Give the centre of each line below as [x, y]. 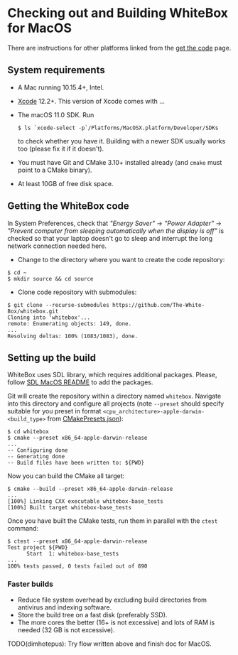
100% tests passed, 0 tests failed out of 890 [77, 566]
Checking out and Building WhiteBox [118, 13]
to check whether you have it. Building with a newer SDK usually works [121, 141]
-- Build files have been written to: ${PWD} [76, 463]
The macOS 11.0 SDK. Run [56, 114]
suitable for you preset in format [54, 411]
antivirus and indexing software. [65, 607]
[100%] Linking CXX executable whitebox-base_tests [85, 502]
